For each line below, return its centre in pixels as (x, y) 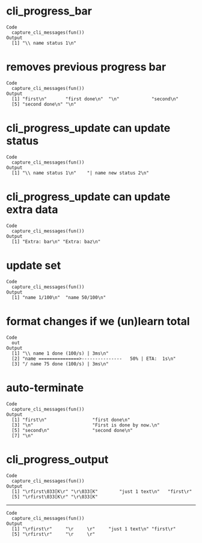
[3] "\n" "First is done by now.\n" (86, 425)
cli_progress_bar (49, 11)
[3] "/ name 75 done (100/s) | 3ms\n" (60, 364)
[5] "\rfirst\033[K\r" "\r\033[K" (55, 496)
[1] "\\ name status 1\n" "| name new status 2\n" (80, 173)
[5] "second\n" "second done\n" (72, 430)
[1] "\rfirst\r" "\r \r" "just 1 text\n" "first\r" (94, 529)
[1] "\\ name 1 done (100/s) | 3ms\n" (60, 353)
